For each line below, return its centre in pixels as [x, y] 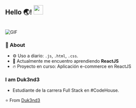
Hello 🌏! [19, 12]
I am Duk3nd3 [22, 80]
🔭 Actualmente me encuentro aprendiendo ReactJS [65, 61]
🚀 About [15, 45]
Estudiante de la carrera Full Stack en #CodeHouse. [65, 91]
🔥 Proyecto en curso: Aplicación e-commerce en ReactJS [72, 66]
